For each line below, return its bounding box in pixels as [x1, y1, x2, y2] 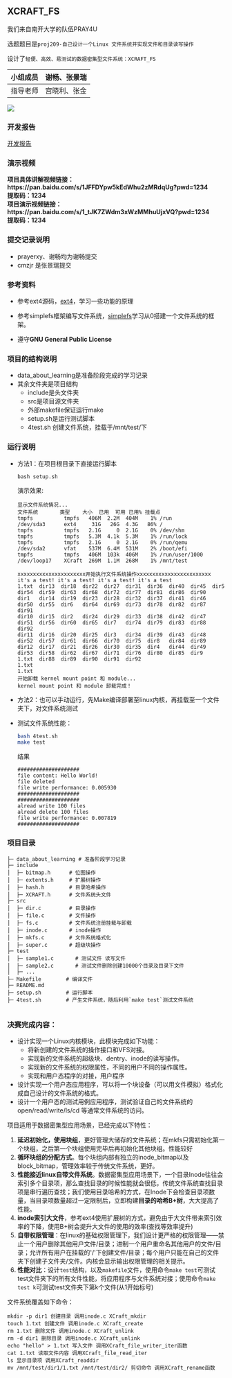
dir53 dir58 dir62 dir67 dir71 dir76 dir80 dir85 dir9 [17, 649, 204, 656]
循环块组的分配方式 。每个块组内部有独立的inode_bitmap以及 [17, 1153, 189, 1161]
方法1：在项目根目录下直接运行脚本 [17, 459, 117, 467]
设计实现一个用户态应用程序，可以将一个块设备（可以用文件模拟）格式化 [17, 1080, 223, 1088]
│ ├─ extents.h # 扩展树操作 [7, 876, 101, 883]
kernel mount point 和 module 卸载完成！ [17, 682, 133, 689]
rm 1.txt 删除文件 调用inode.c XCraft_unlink [7, 1327, 135, 1334]
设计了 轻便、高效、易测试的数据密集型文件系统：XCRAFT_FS [7, 54, 157, 62]
